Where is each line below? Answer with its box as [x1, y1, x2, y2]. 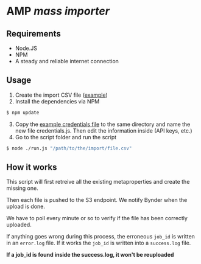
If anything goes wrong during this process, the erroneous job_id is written [6, 233, 195, 240]
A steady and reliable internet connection [15, 58, 119, 64]
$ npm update [6, 109, 40, 116]
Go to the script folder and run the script [15, 133, 117, 141]
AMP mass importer [6, 4, 110, 18]
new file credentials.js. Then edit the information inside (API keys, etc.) [15, 127, 193, 134]
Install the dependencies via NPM [15, 97, 100, 105]
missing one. [6, 184, 38, 192]
